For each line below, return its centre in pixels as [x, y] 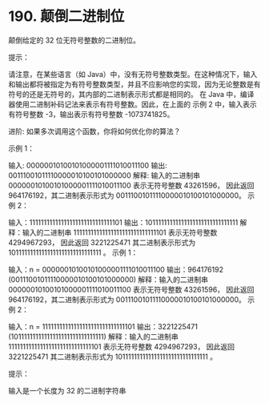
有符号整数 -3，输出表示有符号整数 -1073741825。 [91, 114]
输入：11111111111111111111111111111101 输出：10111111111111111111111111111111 [123, 222]
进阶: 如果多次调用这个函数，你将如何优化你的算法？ [94, 131]
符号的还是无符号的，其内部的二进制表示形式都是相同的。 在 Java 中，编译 [131, 94]
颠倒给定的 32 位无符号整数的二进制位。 [74, 40]
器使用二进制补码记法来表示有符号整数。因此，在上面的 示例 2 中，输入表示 [133, 104]
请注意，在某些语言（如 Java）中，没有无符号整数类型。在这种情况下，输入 [133, 74]
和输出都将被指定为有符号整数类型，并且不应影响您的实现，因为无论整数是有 [134, 84]
